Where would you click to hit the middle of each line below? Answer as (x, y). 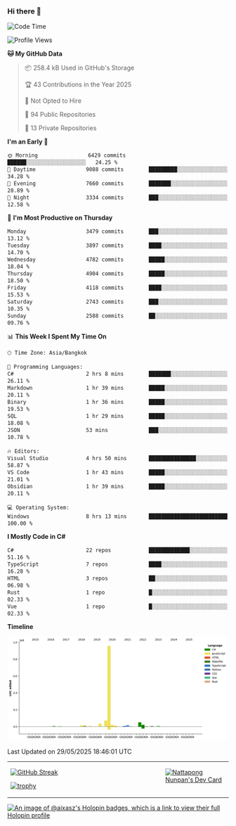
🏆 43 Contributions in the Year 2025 (78, 84)
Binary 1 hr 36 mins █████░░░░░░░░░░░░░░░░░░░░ (118, 402)
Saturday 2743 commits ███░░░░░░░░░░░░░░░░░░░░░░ (118, 302)
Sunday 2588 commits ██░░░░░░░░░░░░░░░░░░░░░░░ (118, 316)
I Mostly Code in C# (37, 537)
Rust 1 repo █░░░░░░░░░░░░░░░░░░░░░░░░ (118, 593)
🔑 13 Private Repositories (60, 128)
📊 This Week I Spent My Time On (57, 336)
